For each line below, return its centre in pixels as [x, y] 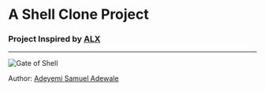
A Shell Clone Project [79, 15]
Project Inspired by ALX [54, 39]
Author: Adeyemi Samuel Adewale [63, 78]
